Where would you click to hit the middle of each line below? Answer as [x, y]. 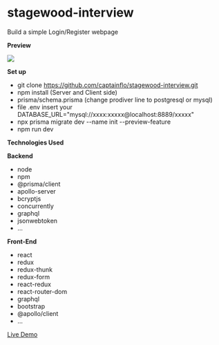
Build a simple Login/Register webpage [63, 32]
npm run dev [35, 129]
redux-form [34, 277]
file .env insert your [45, 107]
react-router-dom [42, 291]
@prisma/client [39, 184]
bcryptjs [29, 198]
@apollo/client [38, 313]
